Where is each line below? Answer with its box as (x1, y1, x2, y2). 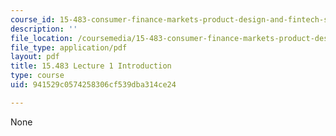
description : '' (10, 24, 78, 34)
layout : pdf (10, 52, 60, 62)
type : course (10, 71, 65, 81)
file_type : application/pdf (10, 42, 128, 53)
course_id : (10, 14, 56, 25)
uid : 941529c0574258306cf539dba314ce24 (10, 80, 177, 90)
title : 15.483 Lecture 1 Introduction (10, 61, 172, 71)
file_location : (10, 33, 74, 43)
